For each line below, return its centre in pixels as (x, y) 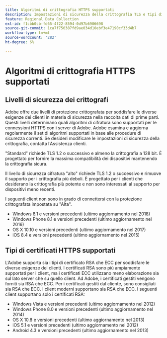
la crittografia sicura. (26, 164)
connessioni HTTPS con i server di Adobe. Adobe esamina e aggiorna (77, 128)
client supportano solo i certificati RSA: (45, 294)
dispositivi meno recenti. (30, 189)
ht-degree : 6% (20, 42)
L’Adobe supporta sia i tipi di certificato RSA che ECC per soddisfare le (78, 262)
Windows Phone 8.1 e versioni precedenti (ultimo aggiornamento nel (82, 219)
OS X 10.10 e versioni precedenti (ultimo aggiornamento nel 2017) (79, 230)
